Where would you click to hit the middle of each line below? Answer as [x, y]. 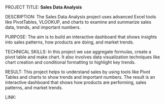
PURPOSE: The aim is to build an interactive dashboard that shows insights [81, 37]
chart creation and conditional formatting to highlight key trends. [70, 62]
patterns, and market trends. [34, 88]
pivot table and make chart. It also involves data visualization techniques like [82, 57]
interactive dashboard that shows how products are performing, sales [76, 82]
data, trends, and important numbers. [43, 27]
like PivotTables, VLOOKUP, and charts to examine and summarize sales [78, 22]
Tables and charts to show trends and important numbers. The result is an [80, 77]
